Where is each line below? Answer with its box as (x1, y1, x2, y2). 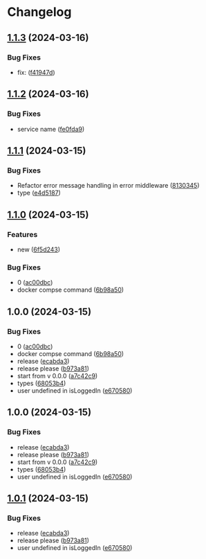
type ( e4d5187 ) (17, 188, 61, 197)
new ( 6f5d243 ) (17, 245, 61, 254)
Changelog (7, 4, 72, 20)
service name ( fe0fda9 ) (17, 125, 85, 133)
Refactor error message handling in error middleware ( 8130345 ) (17, 181, 200, 190)
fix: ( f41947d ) (17, 68, 55, 76)
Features (7, 229, 38, 239)
